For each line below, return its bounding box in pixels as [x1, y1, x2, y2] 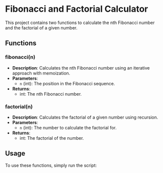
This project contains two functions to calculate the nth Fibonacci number [5, 20, 155, 25]
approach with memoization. [12, 70, 70, 76]
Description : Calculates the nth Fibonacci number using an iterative [12, 65, 150, 71]
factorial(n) [5, 103, 33, 110]
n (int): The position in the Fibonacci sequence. [19, 80, 115, 86]
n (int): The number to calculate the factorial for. [19, 124, 117, 130]
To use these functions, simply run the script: [5, 162, 97, 168]
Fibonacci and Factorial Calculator [5, 3, 148, 15]
